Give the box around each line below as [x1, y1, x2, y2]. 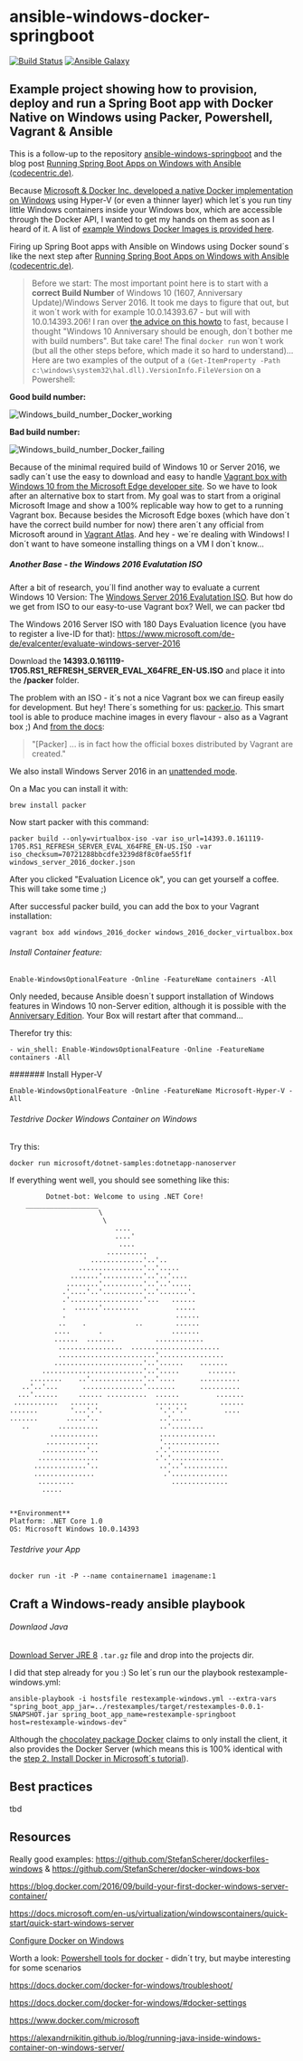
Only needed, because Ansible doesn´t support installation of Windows [9, 991, 274, 1002]
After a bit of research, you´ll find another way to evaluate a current [9, 582, 260, 593]
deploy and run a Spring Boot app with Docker [9, 96, 274, 111]
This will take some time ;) [9, 883, 107, 894]
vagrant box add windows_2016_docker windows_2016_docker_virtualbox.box [9, 927, 294, 937]
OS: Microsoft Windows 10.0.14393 [9, 1524, 140, 1534]
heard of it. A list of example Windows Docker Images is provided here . [9, 223, 274, 234]
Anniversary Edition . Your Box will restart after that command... [9, 1010, 244, 1021]
